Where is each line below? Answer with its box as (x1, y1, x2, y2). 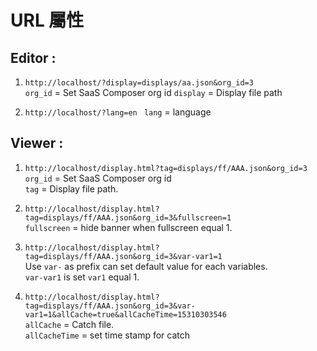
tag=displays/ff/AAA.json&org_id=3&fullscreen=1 (24, 212, 232, 223)
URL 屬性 (10, 9, 85, 32)
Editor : (10, 49, 57, 66)
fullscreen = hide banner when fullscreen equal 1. (24, 221, 233, 233)
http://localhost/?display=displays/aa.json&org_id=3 (24, 78, 254, 88)
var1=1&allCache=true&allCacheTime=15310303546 (24, 309, 227, 320)
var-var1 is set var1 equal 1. (24, 271, 140, 283)
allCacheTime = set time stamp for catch (24, 329, 191, 341)
